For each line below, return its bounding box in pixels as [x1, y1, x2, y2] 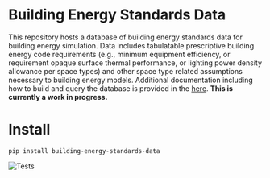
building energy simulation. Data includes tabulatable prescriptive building [8, 40, 255, 50]
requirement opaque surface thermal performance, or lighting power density [8, 58, 263, 68]
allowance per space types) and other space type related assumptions [8, 66, 243, 76]
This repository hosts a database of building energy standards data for [8, 32, 243, 42]
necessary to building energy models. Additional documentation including [8, 75, 254, 85]
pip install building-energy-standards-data [8, 147, 160, 155]
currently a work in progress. [8, 92, 108, 101]
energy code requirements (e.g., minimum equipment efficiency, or [8, 49, 231, 59]
